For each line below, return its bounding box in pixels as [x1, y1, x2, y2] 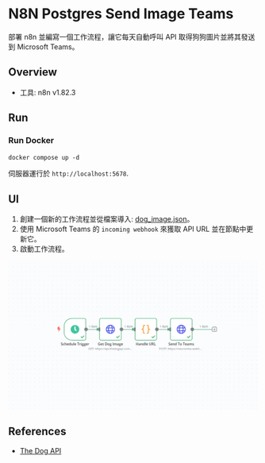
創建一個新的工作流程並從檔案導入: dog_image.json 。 [19, 214, 194, 224]
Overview [8, 65, 58, 79]
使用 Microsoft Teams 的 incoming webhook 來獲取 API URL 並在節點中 [19, 224, 247, 234]
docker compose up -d [8, 154, 80, 162]
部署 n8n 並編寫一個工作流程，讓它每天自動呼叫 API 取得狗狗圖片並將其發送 [8, 32, 255, 41]
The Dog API [19, 446, 62, 455]
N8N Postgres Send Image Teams [8, 5, 234, 23]
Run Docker [8, 135, 54, 146]
